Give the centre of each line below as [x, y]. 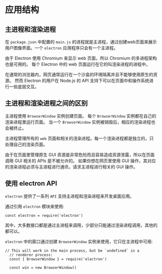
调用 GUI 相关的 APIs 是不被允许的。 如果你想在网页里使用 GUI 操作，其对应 [81, 161]
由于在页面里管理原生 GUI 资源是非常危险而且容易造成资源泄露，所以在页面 [80, 154]
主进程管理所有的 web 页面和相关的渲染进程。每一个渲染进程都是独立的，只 [79, 138]
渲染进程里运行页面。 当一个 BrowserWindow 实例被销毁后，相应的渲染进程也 [80, 122]
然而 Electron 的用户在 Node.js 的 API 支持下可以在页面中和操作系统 [82, 81]
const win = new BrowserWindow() [43, 267]
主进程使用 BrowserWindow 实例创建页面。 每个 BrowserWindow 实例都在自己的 [81, 116]
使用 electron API [31, 184]
